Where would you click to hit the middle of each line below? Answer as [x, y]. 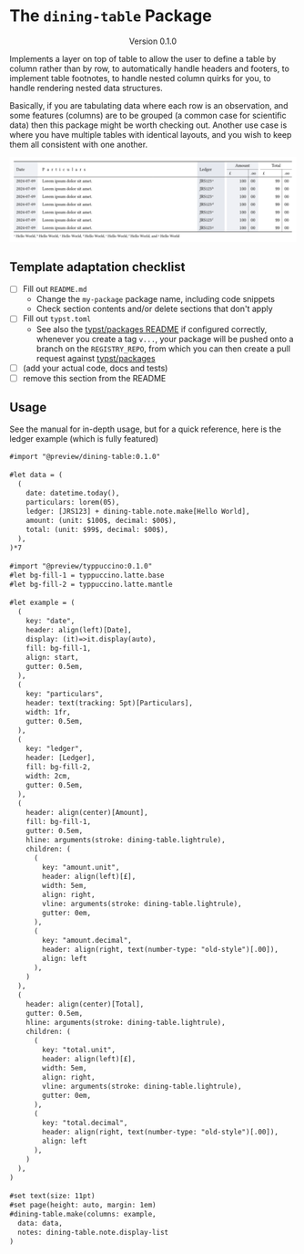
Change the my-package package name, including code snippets [156, 299]
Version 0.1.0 [153, 41]
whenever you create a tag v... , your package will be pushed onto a [165, 339]
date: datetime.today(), [73, 494]
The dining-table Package [111, 16]
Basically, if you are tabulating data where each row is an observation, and [149, 105]
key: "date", [51, 622]
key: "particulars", [65, 695]
